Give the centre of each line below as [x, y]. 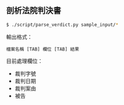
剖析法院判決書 [34, 11]
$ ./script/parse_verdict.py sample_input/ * [62, 25]
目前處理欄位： [24, 61]
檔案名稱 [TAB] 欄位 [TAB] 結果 [43, 49]
